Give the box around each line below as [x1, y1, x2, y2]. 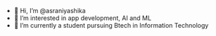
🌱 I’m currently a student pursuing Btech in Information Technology [13, 21, 209, 29]
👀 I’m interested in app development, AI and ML [13, 14, 152, 22]
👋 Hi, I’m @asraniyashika [13, 7, 86, 15]
